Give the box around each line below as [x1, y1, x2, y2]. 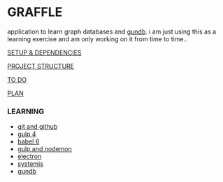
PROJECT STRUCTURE [7, 62, 75, 70]
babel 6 [17, 137, 40, 146]
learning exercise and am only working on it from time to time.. [7, 34, 187, 43]
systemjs [17, 160, 44, 168]
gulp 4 [17, 130, 36, 139]
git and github [17, 122, 58, 131]
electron [17, 152, 42, 161]
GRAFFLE [7, 4, 63, 20]
